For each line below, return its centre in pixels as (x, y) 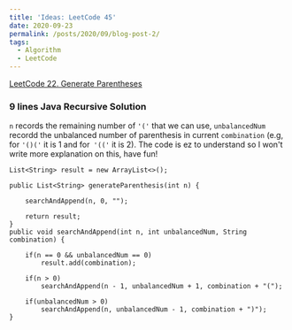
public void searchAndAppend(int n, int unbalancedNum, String (128, 232)
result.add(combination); (89, 263)
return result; (53, 217)
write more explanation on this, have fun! (84, 154)
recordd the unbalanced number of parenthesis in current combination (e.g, (146, 135)
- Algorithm (39, 50)
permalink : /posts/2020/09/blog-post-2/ (85, 34)
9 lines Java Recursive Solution (78, 106)
